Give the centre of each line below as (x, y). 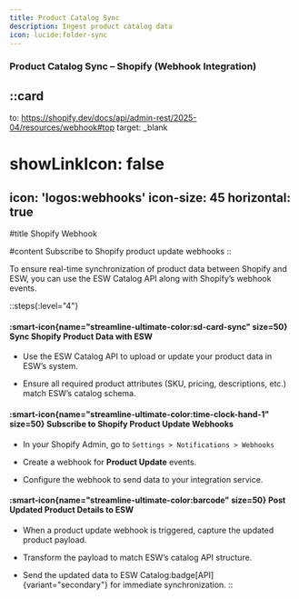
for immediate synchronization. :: (172, 584)
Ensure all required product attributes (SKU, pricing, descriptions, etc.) (154, 384)
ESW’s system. (50, 366)
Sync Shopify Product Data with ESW (81, 336)
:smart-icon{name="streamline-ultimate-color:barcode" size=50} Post (148, 500)
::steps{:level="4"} (44, 306)
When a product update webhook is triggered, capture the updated (148, 530)
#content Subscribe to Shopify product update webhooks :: (120, 252)
